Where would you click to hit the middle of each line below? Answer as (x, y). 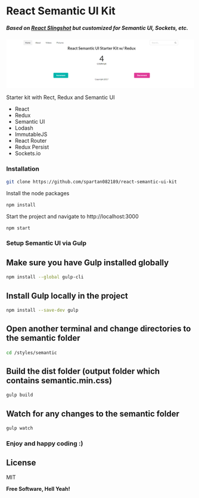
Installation (23, 168)
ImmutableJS (31, 134)
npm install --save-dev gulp (42, 310)
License (21, 463)
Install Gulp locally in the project (67, 296)
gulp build (20, 395)
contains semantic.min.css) (59, 380)
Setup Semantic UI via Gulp (46, 243)
